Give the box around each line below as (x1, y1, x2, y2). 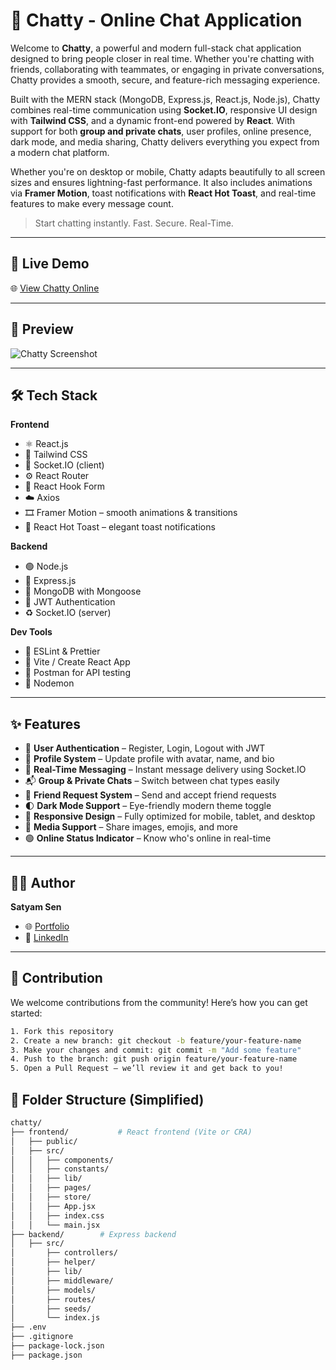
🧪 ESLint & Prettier (24, 645, 101, 658)
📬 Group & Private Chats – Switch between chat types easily (24, 775, 280, 787)
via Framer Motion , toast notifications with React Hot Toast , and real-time (10, 187, 317, 199)
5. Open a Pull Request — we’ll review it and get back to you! (10, 1064, 284, 1074)
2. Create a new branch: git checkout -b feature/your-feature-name (10, 1035, 302, 1046)
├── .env (10, 1322, 47, 1333)
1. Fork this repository (10, 1026, 114, 1036)
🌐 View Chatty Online (10, 282, 100, 294)
